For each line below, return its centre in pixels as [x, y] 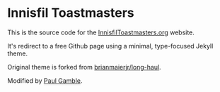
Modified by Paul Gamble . [45, 80]
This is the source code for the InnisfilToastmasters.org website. [101, 32]
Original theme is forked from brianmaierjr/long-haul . [84, 67]
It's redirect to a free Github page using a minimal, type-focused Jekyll [110, 46]
